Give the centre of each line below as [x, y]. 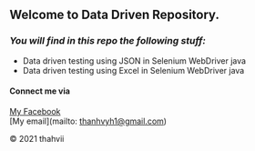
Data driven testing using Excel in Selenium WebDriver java [133, 70]
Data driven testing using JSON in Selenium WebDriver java [134, 60]
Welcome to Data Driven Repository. [115, 15]
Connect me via [40, 91]
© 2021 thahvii [37, 138]
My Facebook [35, 111]
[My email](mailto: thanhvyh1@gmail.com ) [88, 121]
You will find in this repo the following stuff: [108, 41]
